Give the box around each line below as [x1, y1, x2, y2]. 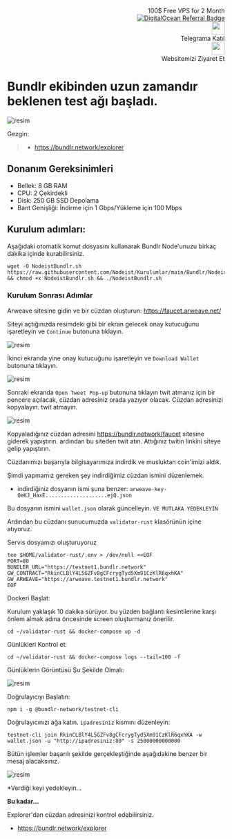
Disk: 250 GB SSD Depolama [17, 196, 99, 204]
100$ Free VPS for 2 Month [148, 7, 225, 15]
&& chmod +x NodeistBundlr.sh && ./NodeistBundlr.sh [7, 275, 162, 282]
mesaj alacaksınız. [7, 757, 60, 765]
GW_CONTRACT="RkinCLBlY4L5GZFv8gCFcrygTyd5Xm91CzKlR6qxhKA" [7, 569, 184, 577]
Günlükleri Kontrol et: [7, 640, 68, 648]
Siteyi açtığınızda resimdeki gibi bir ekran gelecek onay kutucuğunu [7, 320, 200, 328]
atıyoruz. [7, 524, 32, 533]
